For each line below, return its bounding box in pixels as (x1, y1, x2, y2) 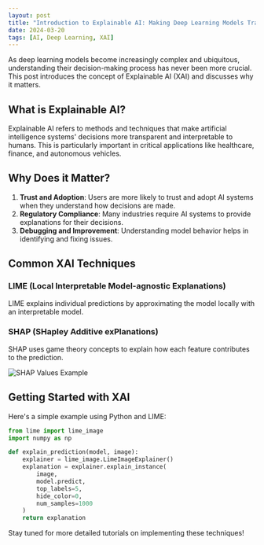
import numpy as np (8, 434, 72, 442)
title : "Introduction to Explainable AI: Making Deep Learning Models (8, 19, 244, 27)
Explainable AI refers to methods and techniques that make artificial (8, 123, 227, 134)
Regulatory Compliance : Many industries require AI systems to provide (19, 209, 251, 219)
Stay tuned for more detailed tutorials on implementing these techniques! (8, 528, 245, 538)
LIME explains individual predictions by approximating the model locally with (8, 298, 255, 307)
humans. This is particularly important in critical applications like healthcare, (8, 141, 255, 150)
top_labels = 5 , (36, 484, 82, 492)
